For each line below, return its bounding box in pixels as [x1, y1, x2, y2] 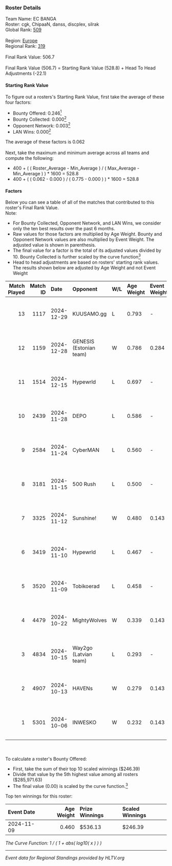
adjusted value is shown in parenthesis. [12, 242, 96, 248]
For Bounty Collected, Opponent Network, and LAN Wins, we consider [12, 220, 161, 226]
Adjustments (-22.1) [5, 70, 47, 77]
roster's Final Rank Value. [5, 205, 59, 211]
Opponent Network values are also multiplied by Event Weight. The [12, 236, 155, 243]
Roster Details [5, 4, 41, 11]
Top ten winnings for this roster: [5, 793, 73, 799]
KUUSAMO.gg [72, 310, 107, 317]
